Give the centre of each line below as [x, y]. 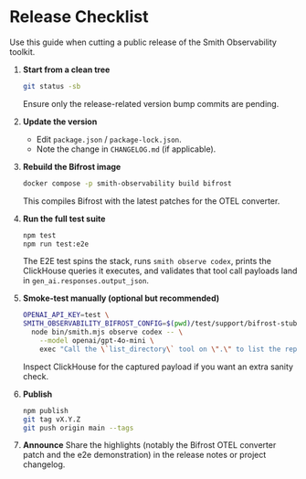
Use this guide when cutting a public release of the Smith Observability [143, 42]
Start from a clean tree [66, 69]
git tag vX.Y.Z [52, 419]
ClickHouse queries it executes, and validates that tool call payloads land [160, 271]
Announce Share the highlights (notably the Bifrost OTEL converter [149, 445]
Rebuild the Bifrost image [72, 166]
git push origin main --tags [78, 428]
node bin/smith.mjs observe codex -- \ [107, 332]
